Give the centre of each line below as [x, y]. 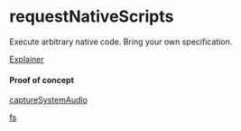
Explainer [27, 59]
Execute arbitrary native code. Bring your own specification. [121, 42]
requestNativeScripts [92, 17]
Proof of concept [42, 80]
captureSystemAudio [49, 100]
